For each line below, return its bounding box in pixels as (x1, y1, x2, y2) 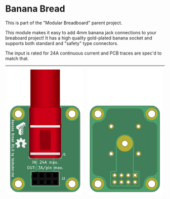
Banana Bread (5, 3, 65, 15)
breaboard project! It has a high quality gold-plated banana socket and (5, 35, 153, 41)
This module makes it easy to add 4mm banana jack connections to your (5, 29, 157, 35)
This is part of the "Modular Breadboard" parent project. (5, 20, 122, 26)
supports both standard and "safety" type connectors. (5, 40, 118, 46)
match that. (5, 55, 29, 61)
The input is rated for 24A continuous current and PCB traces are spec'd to (5, 50, 162, 56)
